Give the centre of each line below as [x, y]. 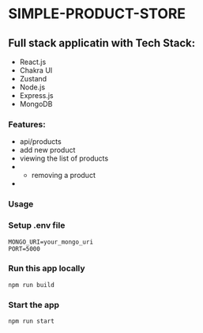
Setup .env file [37, 225]
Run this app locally [47, 268]
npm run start [32, 321]
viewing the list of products [64, 158]
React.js [33, 62]
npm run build [32, 285]
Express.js [36, 95]
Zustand [33, 79]
